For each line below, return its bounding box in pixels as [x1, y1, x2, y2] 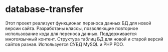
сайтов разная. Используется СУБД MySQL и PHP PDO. [5, 41, 124, 47]
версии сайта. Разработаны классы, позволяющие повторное [5, 25, 138, 31]
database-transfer [5, 3, 84, 15]
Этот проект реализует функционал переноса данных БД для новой [5, 20, 151, 26]
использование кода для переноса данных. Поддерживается [5, 30, 137, 36]
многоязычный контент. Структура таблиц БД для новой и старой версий [5, 36, 163, 42]
